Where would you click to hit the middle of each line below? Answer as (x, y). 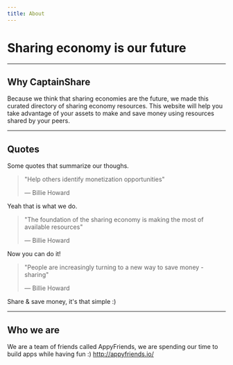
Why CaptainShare (49, 82)
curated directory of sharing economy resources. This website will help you (115, 106)
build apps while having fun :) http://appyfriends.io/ (81, 354)
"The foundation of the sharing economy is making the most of (114, 220)
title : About (26, 14)
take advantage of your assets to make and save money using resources (111, 113)
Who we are (34, 330)
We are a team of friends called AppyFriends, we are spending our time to (113, 347)
